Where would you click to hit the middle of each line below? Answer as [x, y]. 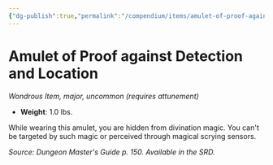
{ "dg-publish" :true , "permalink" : [65, 16]
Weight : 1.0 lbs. [46, 111]
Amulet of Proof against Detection [126, 56]
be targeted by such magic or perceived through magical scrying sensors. [132, 136]
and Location [54, 73]
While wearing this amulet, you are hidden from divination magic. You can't [134, 128]
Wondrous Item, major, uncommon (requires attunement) [104, 96]
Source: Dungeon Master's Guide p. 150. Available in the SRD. [112, 152]
